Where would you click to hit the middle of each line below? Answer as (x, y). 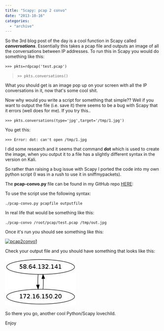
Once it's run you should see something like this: (54, 232)
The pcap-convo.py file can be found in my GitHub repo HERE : (69, 184)
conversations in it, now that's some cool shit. (51, 91)
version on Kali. (21, 160)
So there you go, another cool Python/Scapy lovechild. (61, 314)
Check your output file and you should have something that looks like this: (80, 251)
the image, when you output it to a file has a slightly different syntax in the (80, 154)
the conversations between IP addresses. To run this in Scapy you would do (82, 51)
